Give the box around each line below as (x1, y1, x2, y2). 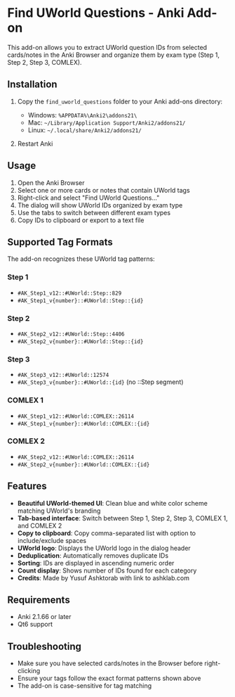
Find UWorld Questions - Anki (7, 5, 184, 21)
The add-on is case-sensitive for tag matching (17, 682, 152, 690)
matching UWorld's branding (17, 506, 101, 515)
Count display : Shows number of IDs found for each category (17, 566, 197, 575)
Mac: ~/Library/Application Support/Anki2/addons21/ (27, 118, 186, 127)
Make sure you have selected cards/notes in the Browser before (17, 659, 203, 667)
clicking (17, 667, 41, 675)
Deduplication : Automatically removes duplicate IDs (17, 551, 169, 560)
